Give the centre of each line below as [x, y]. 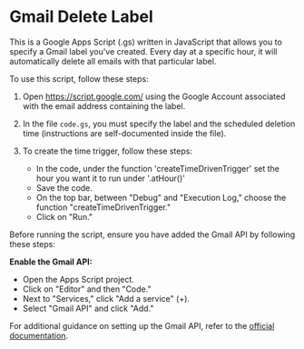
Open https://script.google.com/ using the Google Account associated [154, 96]
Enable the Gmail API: [51, 262]
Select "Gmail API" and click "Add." [88, 308]
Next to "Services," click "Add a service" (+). [106, 298]
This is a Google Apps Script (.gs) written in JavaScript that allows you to [146, 42]
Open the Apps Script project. [78, 279]
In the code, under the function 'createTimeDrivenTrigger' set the [157, 168]
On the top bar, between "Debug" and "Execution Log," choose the [161, 197]
